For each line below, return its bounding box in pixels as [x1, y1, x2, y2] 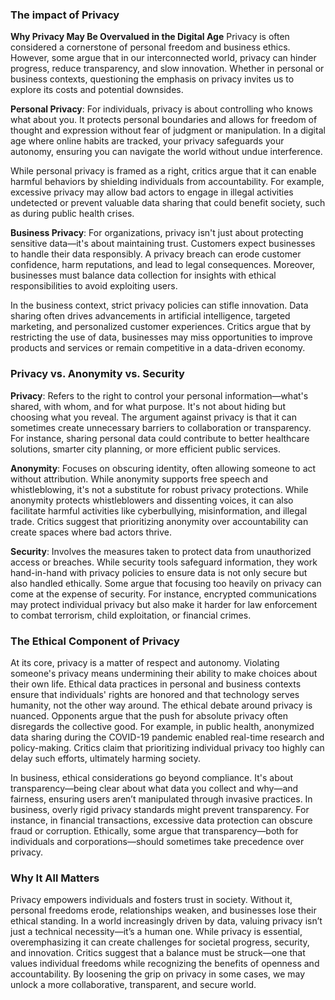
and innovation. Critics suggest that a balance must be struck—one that [10, 947, 306, 959]
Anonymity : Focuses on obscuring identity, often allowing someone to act [10, 462, 317, 474]
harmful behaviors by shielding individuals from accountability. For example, [10, 176, 325, 188]
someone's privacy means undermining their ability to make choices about [10, 667, 318, 679]
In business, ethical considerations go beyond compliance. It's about [10, 771, 293, 783]
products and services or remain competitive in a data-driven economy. [10, 342, 306, 354]
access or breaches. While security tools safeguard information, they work [10, 556, 318, 568]
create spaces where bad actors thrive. [10, 526, 173, 538]
